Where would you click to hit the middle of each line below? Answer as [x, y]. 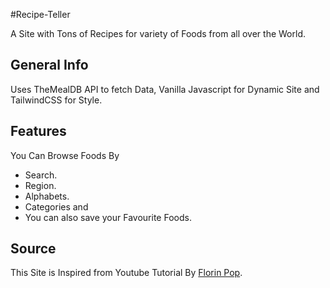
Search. [41, 175]
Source [33, 249]
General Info [49, 65]
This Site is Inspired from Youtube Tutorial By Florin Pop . [126, 273]
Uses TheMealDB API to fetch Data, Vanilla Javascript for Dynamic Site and [165, 89]
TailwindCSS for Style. [56, 100]
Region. [40, 185]
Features [38, 131]
